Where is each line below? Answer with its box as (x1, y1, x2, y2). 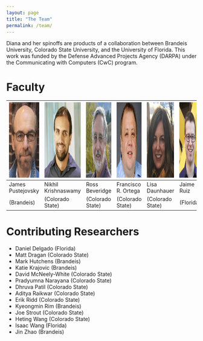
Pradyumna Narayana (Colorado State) (14, 276, 112, 284)
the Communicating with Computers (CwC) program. (6, 59, 138, 66)
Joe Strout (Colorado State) (14, 308, 84, 316)
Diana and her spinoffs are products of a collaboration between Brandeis (6, 40, 187, 47)
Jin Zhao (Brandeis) (14, 328, 65, 335)
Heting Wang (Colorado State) (14, 315, 91, 322)
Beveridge (86, 187, 112, 194)
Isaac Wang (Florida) (14, 322, 67, 329)
